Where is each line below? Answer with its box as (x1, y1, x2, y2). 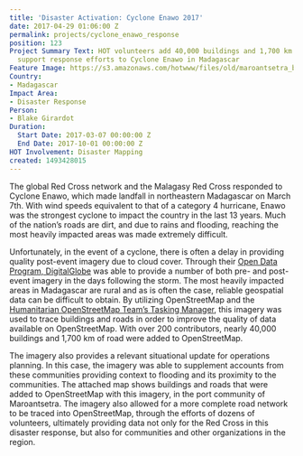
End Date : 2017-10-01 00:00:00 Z (17, 139, 143, 148)
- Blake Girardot (9, 114, 75, 123)
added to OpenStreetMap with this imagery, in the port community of (9, 388, 266, 399)
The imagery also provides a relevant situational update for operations (9, 349, 271, 361)
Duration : (9, 123, 47, 132)
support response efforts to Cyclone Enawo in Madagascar (17, 55, 241, 64)
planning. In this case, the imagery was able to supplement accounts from (9, 359, 284, 370)
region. (9, 436, 36, 447)
